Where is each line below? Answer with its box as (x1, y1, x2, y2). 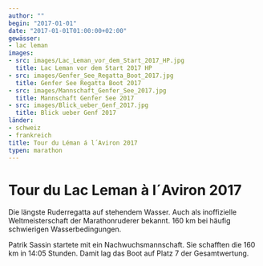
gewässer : (8, 34, 42, 43)
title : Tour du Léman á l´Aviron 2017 (8, 138, 138, 147)
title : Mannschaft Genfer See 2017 (15, 94, 135, 102)
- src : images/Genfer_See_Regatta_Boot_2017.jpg (8, 72, 174, 80)
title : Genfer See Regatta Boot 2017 (15, 79, 142, 87)
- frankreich (8, 131, 52, 139)
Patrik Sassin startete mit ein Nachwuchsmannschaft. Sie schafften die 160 (8, 240, 256, 250)
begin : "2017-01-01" (8, 19, 78, 27)
